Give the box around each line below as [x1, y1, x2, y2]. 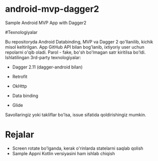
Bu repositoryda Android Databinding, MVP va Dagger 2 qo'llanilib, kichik [5, 38, 154, 45]
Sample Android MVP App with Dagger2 [5, 20, 87, 26]
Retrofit [12, 73, 28, 79]
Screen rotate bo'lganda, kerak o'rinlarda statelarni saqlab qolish [12, 145, 144, 151]
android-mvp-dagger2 [5, 3, 99, 15]
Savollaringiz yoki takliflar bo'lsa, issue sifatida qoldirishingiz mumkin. [5, 112, 146, 118]
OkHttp [12, 83, 27, 89]
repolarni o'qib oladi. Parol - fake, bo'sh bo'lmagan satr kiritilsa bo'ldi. [5, 49, 146, 55]
